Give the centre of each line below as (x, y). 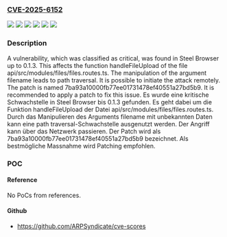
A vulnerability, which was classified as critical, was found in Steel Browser (113, 58)
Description (27, 43)
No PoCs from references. (44, 195)
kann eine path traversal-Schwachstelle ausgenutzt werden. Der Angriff (109, 124)
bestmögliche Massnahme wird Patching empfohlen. (81, 146)
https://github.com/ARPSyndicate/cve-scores (81, 226)
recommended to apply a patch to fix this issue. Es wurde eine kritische (108, 95)
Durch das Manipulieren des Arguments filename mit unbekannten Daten (110, 116)
